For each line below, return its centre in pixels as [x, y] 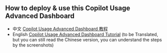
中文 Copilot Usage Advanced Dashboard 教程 [60, 28]
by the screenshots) [33, 45]
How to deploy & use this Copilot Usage [68, 8]
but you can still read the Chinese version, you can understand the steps [87, 39]
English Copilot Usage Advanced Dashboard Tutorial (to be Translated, [85, 34]
